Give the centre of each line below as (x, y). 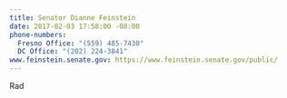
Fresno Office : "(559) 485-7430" (81, 43)
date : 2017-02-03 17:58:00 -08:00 (75, 26)
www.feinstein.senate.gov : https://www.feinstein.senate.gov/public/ (144, 60)
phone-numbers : (38, 34)
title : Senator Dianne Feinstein (73, 18)
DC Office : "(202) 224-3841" (73, 52)
